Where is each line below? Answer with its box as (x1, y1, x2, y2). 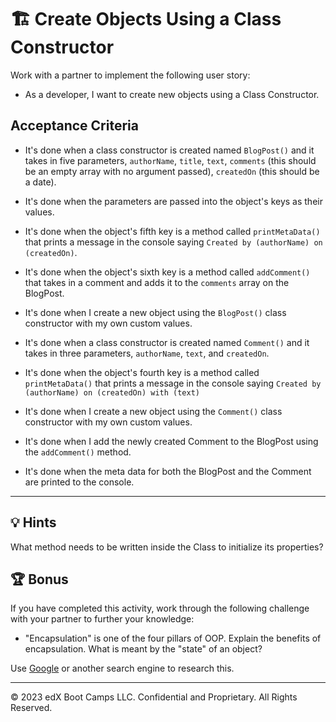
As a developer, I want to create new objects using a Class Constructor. (24, 88, 320, 100)
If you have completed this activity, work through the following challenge (10, 602, 310, 615)
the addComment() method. (24, 446, 132, 458)
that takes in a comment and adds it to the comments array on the (24, 276, 290, 288)
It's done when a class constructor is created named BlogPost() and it (24, 144, 315, 156)
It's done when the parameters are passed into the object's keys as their (24, 195, 323, 207)
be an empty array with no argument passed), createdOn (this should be (24, 165, 320, 177)
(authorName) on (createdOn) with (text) (24, 387, 200, 398)
